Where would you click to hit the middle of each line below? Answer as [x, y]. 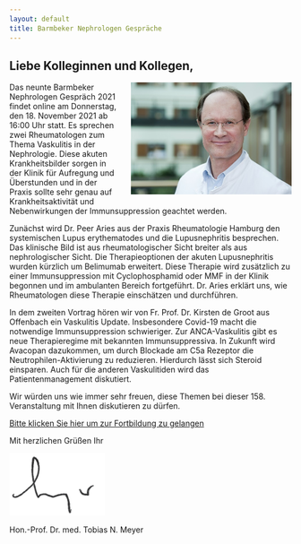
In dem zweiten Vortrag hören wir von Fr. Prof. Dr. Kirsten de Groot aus [140, 313]
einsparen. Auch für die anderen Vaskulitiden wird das [109, 370]
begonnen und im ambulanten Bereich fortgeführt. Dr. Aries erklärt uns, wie [149, 286]
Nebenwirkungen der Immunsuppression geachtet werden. [118, 212]
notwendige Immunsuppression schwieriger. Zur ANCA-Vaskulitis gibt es [143, 332]
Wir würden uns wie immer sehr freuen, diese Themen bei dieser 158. [138, 397]
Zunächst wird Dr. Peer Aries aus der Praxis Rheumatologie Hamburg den [145, 229]
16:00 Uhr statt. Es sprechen [62, 125]
